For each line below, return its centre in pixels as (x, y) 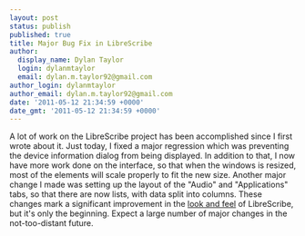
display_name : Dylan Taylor (71, 60)
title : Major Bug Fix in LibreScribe (81, 43)
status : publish (40, 26)
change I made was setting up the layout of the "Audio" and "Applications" (149, 185)
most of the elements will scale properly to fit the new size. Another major (148, 175)
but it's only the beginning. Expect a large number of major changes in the (148, 213)
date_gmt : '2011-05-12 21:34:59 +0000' (85, 111)
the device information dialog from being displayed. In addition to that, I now (152, 156)
